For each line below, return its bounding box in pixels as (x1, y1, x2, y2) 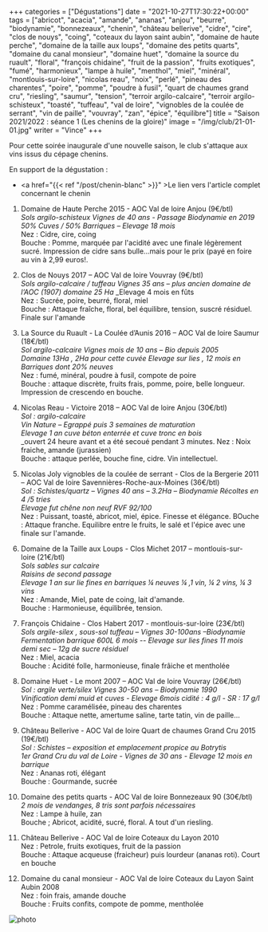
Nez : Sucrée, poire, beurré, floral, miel (20, 296, 148, 305)
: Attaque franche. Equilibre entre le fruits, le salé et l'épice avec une (20, 520, 246, 529)
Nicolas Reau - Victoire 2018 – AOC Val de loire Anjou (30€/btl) (20, 403, 227, 412)
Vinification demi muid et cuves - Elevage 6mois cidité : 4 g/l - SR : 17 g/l (20, 694, 260, 702)
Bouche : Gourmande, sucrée (20, 777, 118, 786)
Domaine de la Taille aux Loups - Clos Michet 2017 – (20, 544, 193, 553)
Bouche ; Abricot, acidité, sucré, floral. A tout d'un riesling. (20, 817, 214, 827)
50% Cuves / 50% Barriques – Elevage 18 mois (20, 221, 176, 230)
